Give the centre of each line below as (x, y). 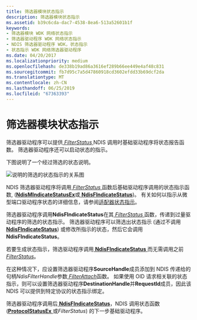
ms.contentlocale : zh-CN (36, 83)
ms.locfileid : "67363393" (38, 94)
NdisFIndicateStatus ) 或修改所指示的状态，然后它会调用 (74, 229)
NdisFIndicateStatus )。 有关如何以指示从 (132, 194)
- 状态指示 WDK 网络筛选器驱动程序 (44, 50)
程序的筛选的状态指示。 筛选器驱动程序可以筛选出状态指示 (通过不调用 (96, 222)
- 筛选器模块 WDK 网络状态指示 (39, 34)
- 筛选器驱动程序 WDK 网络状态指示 (44, 39)
